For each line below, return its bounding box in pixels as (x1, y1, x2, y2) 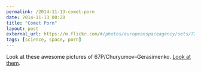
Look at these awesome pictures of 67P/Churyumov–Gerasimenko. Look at (6, 53, 191, 60)
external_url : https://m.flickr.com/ (6, 31, 100, 37)
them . (6, 59, 21, 67)
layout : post (6, 25, 39, 32)
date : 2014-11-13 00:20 (6, 14, 66, 20)
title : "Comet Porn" (6, 20, 58, 26)
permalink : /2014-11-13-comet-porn (6, 8, 95, 15)
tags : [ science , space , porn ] (6, 37, 82, 43)
